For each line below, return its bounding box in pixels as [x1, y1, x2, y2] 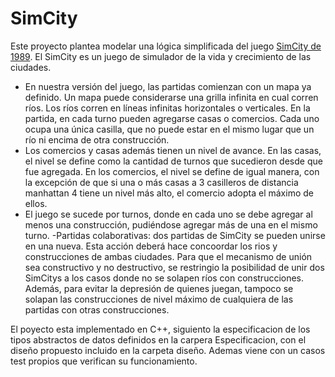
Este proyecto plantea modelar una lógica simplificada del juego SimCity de [10, 40, 322, 52]
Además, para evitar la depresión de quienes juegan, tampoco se [24, 282, 294, 294]
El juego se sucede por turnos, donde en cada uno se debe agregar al [24, 208, 313, 220]
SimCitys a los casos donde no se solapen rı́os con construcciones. [24, 272, 305, 284]
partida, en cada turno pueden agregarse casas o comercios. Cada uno [24, 112, 320, 124]
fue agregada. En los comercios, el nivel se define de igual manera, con [24, 165, 320, 177]
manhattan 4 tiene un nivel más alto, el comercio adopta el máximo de [24, 187, 314, 199]
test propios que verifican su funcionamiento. [10, 355, 198, 367]
